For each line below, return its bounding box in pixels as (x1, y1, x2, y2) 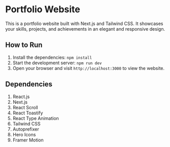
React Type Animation (12, 115, 60, 121)
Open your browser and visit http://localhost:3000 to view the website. (12, 65, 165, 71)
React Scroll (12, 104, 38, 110)
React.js (12, 93, 30, 100)
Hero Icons (12, 131, 36, 137)
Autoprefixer (12, 126, 39, 132)
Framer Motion (12, 137, 44, 143)
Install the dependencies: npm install (12, 54, 92, 60)
